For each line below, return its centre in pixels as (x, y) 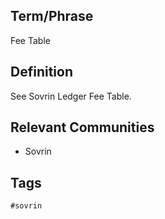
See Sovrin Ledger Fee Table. (71, 96)
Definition (41, 72)
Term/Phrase (52, 16)
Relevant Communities (82, 127)
